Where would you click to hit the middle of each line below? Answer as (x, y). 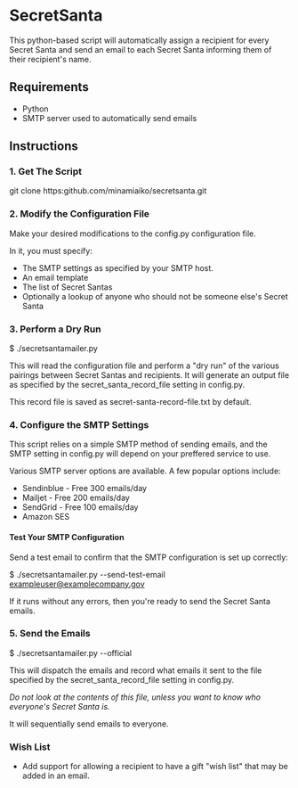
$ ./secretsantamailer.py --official (70, 653)
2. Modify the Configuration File (79, 214)
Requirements (49, 87)
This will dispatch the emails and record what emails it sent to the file (136, 670)
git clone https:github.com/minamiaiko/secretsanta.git (108, 191)
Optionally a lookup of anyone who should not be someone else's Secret (155, 296)
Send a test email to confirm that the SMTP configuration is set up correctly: (149, 557)
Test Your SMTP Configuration (67, 537)
